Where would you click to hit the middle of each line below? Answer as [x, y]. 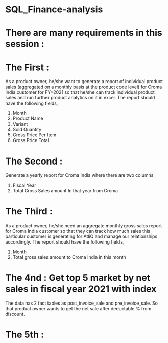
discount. [15, 314]
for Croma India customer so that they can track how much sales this [78, 231]
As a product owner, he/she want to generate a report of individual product [84, 82]
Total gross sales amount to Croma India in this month [69, 257]
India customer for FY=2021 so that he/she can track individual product [80, 92]
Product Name [28, 118]
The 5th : [25, 335]
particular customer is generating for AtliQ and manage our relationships [81, 236]
